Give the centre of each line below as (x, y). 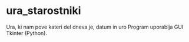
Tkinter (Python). (26, 33)
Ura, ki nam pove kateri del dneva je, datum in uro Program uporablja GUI (95, 27)
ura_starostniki (44, 11)
